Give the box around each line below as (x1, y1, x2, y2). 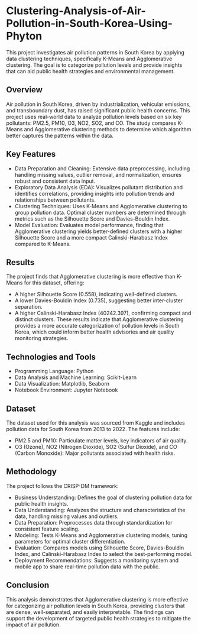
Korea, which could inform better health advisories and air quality (14, 328, 174, 335)
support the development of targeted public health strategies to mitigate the (6, 614, 191, 622)
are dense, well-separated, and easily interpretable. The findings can (6, 608, 174, 616)
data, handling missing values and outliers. (14, 513, 119, 520)
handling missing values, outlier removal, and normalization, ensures (14, 171, 182, 178)
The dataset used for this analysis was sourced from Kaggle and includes (6, 419, 185, 426)
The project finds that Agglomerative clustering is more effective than (6, 273, 176, 280)
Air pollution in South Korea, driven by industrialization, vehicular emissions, (6, 101, 191, 108)
